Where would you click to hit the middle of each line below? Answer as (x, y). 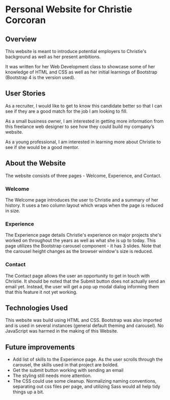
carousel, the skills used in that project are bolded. (65, 365)
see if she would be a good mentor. (42, 147)
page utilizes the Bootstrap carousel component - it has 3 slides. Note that (83, 246)
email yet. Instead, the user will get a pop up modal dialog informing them (82, 286)
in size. (13, 211)
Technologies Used (36, 308)
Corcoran (25, 20)
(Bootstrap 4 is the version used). (40, 77)
